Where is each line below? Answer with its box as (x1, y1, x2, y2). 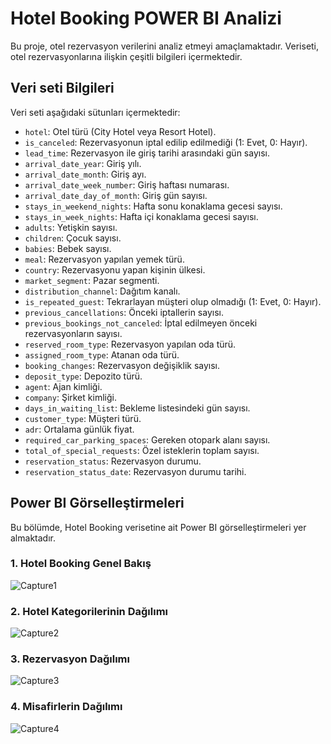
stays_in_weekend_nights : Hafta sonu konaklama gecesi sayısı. (24, 200, 283, 212)
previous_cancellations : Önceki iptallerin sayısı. (24, 306, 224, 318)
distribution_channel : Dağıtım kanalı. (24, 285, 181, 297)
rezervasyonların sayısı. (24, 327, 123, 339)
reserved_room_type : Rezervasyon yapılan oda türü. (24, 338, 237, 350)
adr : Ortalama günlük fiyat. (24, 423, 135, 435)
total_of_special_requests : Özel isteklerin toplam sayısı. (24, 444, 260, 456)
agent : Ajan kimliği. (24, 380, 103, 392)
